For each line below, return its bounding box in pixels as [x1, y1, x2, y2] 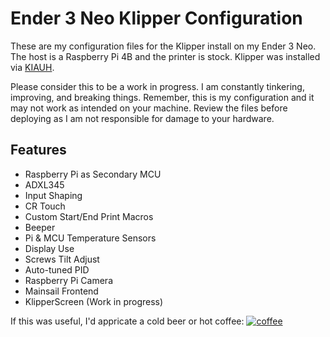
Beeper [24, 221, 56, 233]
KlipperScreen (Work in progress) [24, 295, 164, 307]
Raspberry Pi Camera [24, 274, 113, 286]
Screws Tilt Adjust [24, 253, 100, 265]
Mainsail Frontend [24, 285, 99, 297]
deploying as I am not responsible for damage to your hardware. [10, 112, 275, 124]
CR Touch [24, 200, 66, 212]
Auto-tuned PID [24, 263, 90, 276]
